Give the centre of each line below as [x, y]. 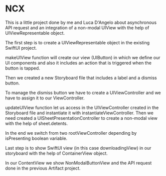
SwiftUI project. [21, 48]
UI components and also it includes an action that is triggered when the [79, 63]
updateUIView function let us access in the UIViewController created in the [82, 107]
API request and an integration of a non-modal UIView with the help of [77, 27]
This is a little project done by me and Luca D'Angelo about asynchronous [81, 22]
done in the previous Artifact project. [43, 168]
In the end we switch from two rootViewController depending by [71, 133]
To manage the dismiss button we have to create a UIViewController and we [83, 92]
